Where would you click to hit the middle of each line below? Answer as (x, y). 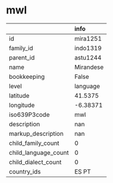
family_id (21, 48)
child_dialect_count (35, 162)
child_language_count (39, 153)
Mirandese (89, 67)
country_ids (25, 171)
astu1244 (88, 57)
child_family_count (34, 143)
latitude (19, 95)
